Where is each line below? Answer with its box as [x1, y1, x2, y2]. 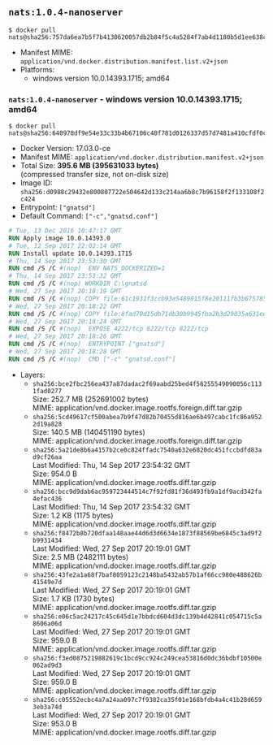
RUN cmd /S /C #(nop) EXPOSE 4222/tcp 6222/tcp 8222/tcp [8, 325, 209, 333]
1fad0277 [32, 387, 63, 395]
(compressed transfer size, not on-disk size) [19, 170, 169, 180]
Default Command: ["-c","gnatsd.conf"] [19, 211, 158, 221]
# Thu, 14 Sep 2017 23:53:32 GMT [8, 272, 122, 280]
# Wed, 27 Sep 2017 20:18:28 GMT [8, 348, 122, 356]
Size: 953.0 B [32, 718, 77, 728]
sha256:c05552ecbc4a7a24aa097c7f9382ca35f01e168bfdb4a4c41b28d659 [32, 695, 262, 704]
